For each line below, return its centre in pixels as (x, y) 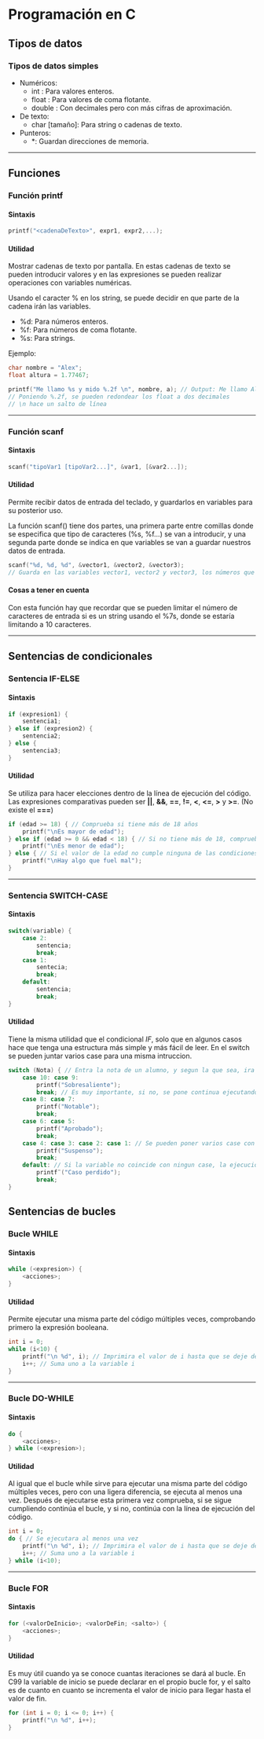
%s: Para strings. (47, 339)
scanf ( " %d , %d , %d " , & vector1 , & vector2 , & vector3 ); (96, 566)
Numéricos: (38, 82)
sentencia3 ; (42, 751)
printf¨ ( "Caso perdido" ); (79, 1173)
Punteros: (35, 133)
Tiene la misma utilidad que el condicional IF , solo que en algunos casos (125, 1039)
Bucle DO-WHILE (41, 1398)
